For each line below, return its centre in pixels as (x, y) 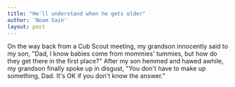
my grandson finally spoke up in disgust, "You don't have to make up (107, 69)
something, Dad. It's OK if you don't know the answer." (86, 76)
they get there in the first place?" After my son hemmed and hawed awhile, (115, 61)
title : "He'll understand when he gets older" (76, 14)
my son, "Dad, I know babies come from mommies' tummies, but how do (112, 54)
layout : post (26, 26)
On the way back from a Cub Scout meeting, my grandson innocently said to (118, 47)
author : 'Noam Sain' (38, 20)
